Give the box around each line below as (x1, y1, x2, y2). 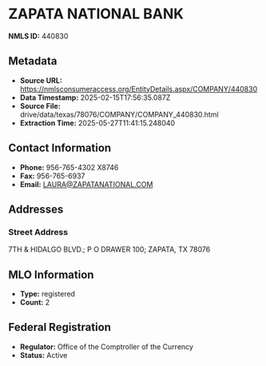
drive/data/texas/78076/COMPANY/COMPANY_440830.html (19, 109, 219, 119)
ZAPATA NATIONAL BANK (8, 5, 184, 23)
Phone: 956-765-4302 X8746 (19, 162, 119, 172)
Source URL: (19, 75, 62, 85)
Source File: (19, 101, 62, 110)
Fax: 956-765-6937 (19, 171, 85, 181)
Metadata (8, 54, 58, 68)
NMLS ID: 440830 (8, 31, 69, 41)
